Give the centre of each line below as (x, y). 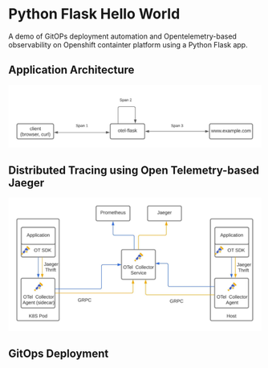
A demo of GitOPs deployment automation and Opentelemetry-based (122, 36)
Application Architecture (71, 70)
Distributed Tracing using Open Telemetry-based (134, 170)
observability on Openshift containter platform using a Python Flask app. (128, 44)
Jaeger (26, 183)
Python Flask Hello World (94, 14)
